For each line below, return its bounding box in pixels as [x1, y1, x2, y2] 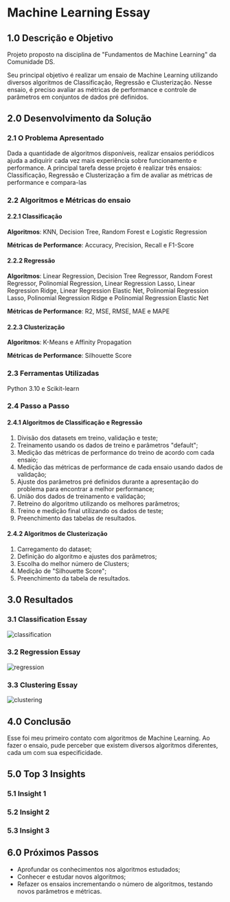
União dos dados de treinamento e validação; [16, 492, 146, 500]
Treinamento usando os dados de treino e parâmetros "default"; [16, 441, 198, 449]
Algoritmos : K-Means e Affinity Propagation [7, 338, 132, 346]
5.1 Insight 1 [7, 789, 47, 798]
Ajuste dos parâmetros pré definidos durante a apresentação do [16, 477, 199, 486]
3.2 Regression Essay [7, 647, 81, 657]
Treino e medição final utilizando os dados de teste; [16, 506, 163, 515]
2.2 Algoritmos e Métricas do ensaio [7, 195, 131, 205]
